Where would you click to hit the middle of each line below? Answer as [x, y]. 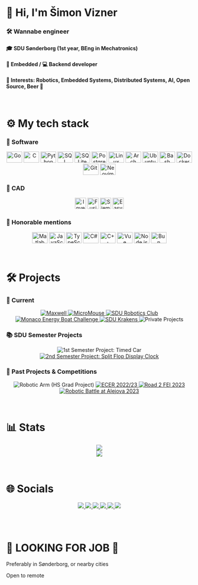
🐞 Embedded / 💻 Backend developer [52, 64]
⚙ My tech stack [48, 123]
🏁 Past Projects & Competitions [52, 371]
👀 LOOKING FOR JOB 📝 [63, 548]
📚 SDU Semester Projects [44, 335]
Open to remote [25, 576]
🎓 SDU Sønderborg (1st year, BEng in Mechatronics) [72, 48]
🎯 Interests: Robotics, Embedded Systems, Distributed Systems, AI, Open [98, 80]
